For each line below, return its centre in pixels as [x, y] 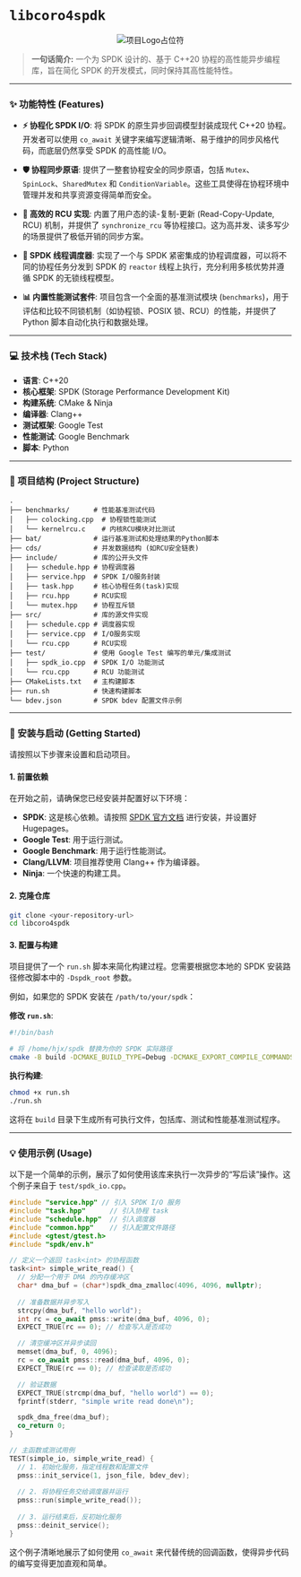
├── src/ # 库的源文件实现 [79, 614]
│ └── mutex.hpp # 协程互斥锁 [73, 605]
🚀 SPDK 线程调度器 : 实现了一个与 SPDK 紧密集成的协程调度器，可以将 [150, 256]
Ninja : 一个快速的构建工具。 [73, 874]
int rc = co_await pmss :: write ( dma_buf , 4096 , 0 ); [114, 1319]
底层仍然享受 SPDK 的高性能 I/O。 [109, 151]
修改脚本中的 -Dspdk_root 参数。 [77, 978]
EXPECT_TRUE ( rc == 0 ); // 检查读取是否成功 [95, 1368]
